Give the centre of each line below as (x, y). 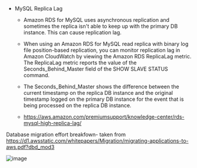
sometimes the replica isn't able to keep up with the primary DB (101, 26)
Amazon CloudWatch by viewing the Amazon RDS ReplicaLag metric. (107, 56)
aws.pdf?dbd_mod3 (30, 147)
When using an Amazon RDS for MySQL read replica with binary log (106, 44)
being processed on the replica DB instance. (77, 105)
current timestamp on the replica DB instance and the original (98, 93)
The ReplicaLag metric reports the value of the (80, 62)
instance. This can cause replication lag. (73, 32)
